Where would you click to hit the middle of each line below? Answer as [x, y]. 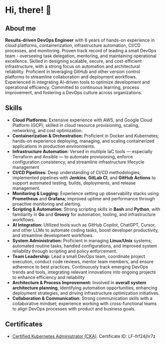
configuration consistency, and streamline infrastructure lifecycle [78, 162]
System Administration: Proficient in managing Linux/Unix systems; [82, 240]
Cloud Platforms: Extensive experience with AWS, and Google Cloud [82, 120]
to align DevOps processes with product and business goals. [74, 308]
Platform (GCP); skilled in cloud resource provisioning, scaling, [76, 125]
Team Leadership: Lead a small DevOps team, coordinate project [79, 256]
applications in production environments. [54, 146]
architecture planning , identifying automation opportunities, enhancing [85, 288]
